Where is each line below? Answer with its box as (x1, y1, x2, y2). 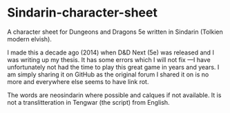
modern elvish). (7, 34, 52, 43)
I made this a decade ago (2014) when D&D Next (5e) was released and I (7, 48, 214, 56)
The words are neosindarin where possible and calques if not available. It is (7, 91, 222, 99)
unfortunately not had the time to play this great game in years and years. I (7, 63, 220, 71)
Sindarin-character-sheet (7, 5, 157, 21)
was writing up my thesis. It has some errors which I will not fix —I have (7, 55, 211, 63)
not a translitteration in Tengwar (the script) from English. (7, 98, 171, 106)
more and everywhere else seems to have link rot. (7, 77, 149, 85)
